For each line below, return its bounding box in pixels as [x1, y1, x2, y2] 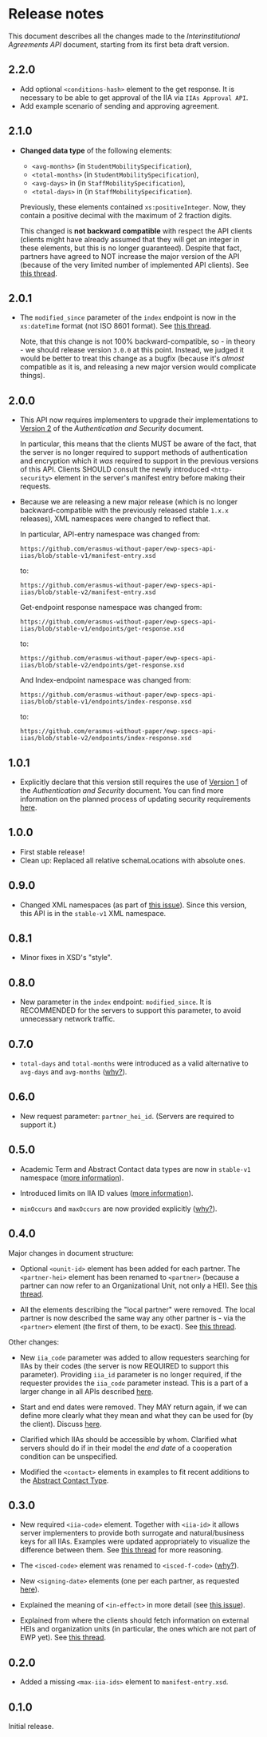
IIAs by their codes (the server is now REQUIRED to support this [19, 1361, 230, 1371]
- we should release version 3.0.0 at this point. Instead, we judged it [19, 345, 245, 355]
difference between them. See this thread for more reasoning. [19, 1545, 223, 1555]
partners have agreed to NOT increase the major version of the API [19, 251, 240, 261]
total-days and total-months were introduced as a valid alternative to [19, 1058, 249, 1068]
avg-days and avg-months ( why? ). [19, 1067, 128, 1077]
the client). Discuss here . [19, 1419, 102, 1428]
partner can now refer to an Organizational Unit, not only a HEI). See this [19, 1281, 257, 1290]
